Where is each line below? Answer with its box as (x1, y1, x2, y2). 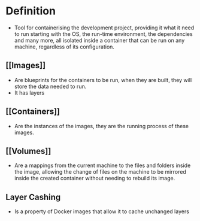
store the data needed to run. (14, 83, 87, 90)
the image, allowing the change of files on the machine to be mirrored (14, 168, 186, 175)
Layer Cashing (5, 192, 61, 202)
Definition (5, 4, 56, 18)
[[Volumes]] (5, 146, 51, 156)
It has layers (14, 89, 45, 96)
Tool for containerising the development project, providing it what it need (14, 24, 195, 31)
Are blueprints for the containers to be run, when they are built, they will (14, 76, 192, 83)
